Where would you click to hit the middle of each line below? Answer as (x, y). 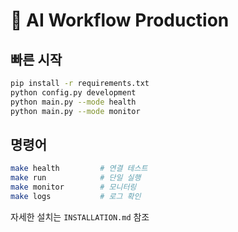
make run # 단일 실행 (76, 178)
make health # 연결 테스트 (79, 169)
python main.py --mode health (73, 102)
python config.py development (73, 92)
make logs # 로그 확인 (76, 196)
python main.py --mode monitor (75, 111)
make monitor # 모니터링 (73, 187)
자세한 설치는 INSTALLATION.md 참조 (80, 216)
